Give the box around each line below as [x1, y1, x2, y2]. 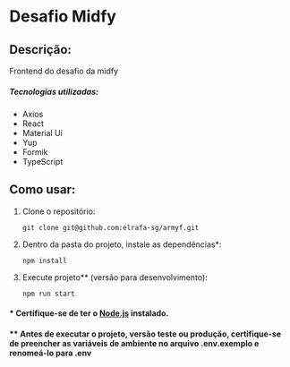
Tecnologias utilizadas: [9, 86, 99, 97]
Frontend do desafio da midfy [9, 65, 119, 76]
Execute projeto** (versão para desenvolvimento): [21, 271, 208, 283]
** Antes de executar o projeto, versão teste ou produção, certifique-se [9, 329, 282, 339]
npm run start [21, 289, 75, 298]
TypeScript [21, 156, 64, 166]
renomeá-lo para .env [9, 347, 92, 358]
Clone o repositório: [21, 206, 96, 217]
